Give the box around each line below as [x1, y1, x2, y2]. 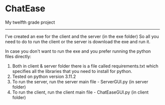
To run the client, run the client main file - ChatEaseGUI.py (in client [12, 89, 149, 95]
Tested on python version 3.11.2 [12, 73, 76, 79]
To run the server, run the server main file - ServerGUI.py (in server [12, 78, 149, 84]
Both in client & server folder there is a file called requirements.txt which [12, 63, 159, 69]
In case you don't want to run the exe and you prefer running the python [5, 48, 151, 54]
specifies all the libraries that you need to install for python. [12, 68, 133, 74]
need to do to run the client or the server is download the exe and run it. [5, 38, 151, 44]
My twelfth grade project [5, 19, 55, 25]
